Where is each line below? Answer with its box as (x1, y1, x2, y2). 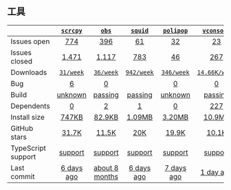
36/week (93, 68, 119, 76)
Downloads (10, 67, 47, 77)
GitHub (10, 123, 34, 133)
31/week (59, 68, 85, 76)
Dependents (10, 101, 50, 111)
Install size (10, 112, 45, 122)
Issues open (10, 36, 50, 46)
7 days (164, 163, 187, 173)
